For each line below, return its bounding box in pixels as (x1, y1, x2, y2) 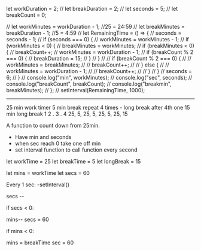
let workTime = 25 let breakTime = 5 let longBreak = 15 (6, 158, 141, 165)
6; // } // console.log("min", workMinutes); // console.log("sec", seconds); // (6, 74, 193, 81)
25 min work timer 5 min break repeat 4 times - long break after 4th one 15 (6, 104, 190, 111)
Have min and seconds (14, 134, 72, 140)
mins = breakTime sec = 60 (6, 239, 74, 246)
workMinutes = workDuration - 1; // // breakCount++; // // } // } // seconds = (6, 68, 193, 74)
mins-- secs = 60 (6, 216, 49, 223)
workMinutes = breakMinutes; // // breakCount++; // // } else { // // (6, 61, 169, 68)
